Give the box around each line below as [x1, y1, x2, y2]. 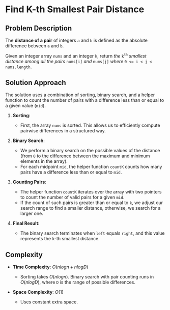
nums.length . [5, 64, 32, 70]
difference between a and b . [5, 43, 64, 49]
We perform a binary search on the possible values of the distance [20, 148, 160, 154]
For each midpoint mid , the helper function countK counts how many [20, 164, 162, 170]
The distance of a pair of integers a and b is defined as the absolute [5, 37, 148, 43]
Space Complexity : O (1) [12, 289, 64, 295]
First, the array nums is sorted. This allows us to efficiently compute [20, 122, 160, 128]
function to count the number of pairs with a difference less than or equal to [5, 97, 164, 103]
